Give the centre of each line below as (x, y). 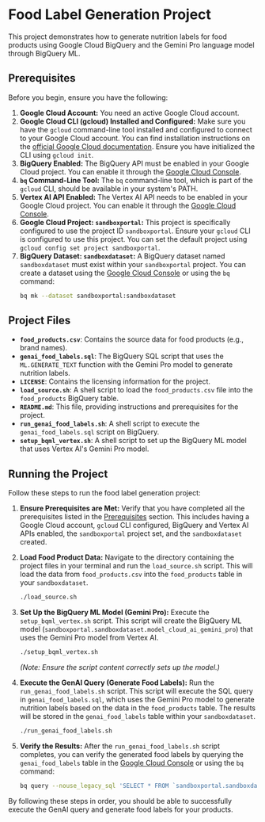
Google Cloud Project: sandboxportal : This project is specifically (125, 222)
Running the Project (58, 474)
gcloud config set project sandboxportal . (90, 247)
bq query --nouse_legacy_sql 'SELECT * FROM (94, 786)
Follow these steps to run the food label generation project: (104, 493)
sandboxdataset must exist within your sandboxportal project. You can (133, 264)
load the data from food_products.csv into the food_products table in (131, 574)
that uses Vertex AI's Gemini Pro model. (84, 449)
